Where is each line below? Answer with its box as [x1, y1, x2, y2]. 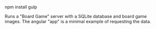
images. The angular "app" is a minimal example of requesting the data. [4, 19, 152, 24]
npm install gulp [4, 4, 38, 10]
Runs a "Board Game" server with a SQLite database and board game [4, 14, 147, 19]
